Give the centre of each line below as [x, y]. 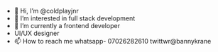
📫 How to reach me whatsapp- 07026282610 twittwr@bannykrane [113, 41]
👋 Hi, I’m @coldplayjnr [47, 11]
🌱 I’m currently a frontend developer [67, 26]
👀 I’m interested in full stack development [75, 18]
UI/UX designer [37, 33]
